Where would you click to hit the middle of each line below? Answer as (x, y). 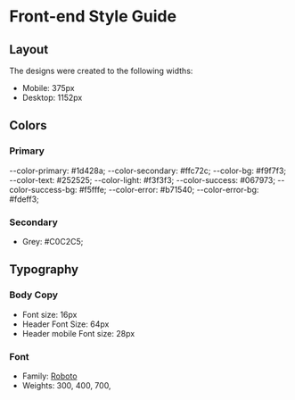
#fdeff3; (25, 199)
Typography (44, 270)
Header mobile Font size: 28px (78, 333)
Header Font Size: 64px (66, 324)
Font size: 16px (49, 314)
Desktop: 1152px (52, 97)
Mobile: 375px (48, 88)
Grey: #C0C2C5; (53, 241)
